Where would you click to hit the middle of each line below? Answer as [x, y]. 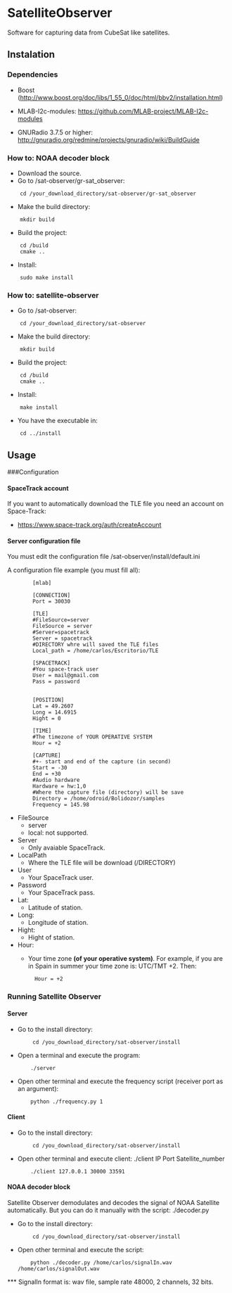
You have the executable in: [58, 421]
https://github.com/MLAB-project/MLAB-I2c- [143, 111]
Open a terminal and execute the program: [79, 1055]
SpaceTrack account [38, 488]
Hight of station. [51, 938]
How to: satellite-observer [53, 295]
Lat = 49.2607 [53, 706]
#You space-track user [66, 669]
